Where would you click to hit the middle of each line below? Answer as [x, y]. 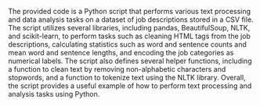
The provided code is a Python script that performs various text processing [130, 11]
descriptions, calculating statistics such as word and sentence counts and [127, 44]
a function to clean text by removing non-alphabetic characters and [117, 69]
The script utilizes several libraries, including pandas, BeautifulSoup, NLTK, [129, 28]
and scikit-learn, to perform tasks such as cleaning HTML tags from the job [129, 36]
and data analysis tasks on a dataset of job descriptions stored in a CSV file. [131, 19]
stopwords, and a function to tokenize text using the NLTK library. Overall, [127, 78]
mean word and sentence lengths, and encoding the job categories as [121, 53]
